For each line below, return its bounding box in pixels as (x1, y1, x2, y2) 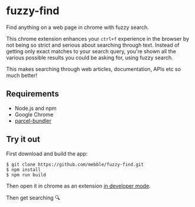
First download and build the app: (6, 150, 88, 157)
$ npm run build (6, 172, 46, 178)
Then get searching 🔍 (6, 194, 60, 201)
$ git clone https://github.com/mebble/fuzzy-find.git (6, 161, 144, 167)
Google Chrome (14, 111, 54, 118)
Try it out (6, 134, 40, 144)
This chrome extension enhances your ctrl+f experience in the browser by (6, 35, 190, 42)
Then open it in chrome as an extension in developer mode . (6, 182, 151, 189)
